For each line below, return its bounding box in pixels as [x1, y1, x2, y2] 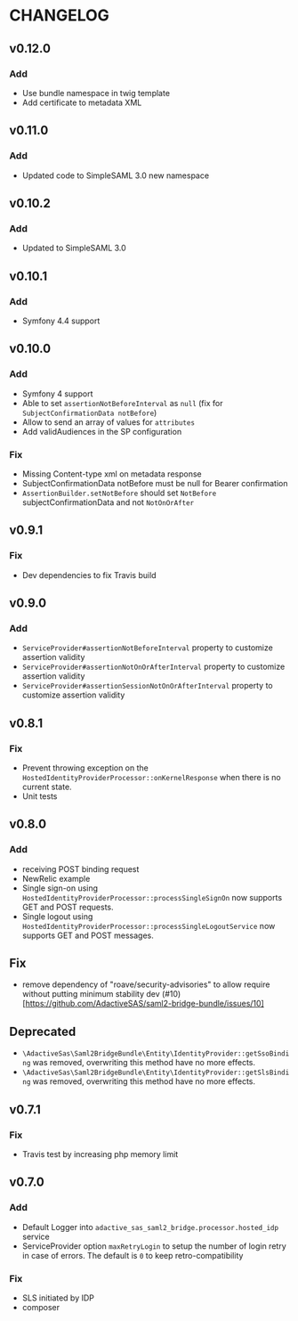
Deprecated [9, 1023, 77, 1039]
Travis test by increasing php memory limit [21, 1148, 179, 1159]
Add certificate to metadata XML [21, 97, 142, 108]
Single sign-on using [21, 883, 99, 893]
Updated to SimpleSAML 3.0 [21, 242, 126, 254]
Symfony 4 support [21, 388, 93, 399]
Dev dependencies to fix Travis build [21, 569, 157, 580]
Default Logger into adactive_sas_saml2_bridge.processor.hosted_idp [21, 1221, 278, 1232]
